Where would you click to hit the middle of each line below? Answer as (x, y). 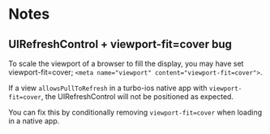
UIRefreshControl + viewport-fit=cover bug (120, 44)
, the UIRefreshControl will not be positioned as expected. (137, 97)
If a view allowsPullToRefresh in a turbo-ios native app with (108, 88)
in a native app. (34, 121)
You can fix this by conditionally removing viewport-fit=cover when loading (135, 112)
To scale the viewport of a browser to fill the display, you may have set (126, 63)
